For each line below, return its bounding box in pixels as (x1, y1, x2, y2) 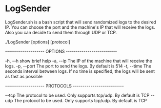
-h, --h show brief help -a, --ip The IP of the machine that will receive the (5, 58, 152, 64)
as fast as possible (5, 73, 43, 79)
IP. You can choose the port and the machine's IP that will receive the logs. (5, 24, 155, 30)
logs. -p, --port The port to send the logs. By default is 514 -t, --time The (5, 63, 152, 69)
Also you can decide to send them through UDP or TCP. (5, 29, 117, 35)
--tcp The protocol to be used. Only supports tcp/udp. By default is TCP (5, 92, 150, 98)
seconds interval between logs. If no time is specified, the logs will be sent (5, 68, 155, 74)
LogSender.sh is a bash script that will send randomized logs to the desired (5, 19, 157, 25)
